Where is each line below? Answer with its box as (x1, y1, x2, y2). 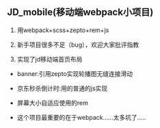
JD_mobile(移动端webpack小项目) (7, 6, 154, 18)
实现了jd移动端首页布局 (16, 55, 83, 63)
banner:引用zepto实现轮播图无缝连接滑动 (16, 69, 133, 77)
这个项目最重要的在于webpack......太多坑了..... (16, 113, 146, 121)
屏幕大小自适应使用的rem (16, 99, 89, 107)
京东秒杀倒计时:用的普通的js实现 (16, 84, 108, 92)
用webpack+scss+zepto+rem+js (16, 26, 109, 34)
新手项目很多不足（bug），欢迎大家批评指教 (16, 40, 139, 49)
